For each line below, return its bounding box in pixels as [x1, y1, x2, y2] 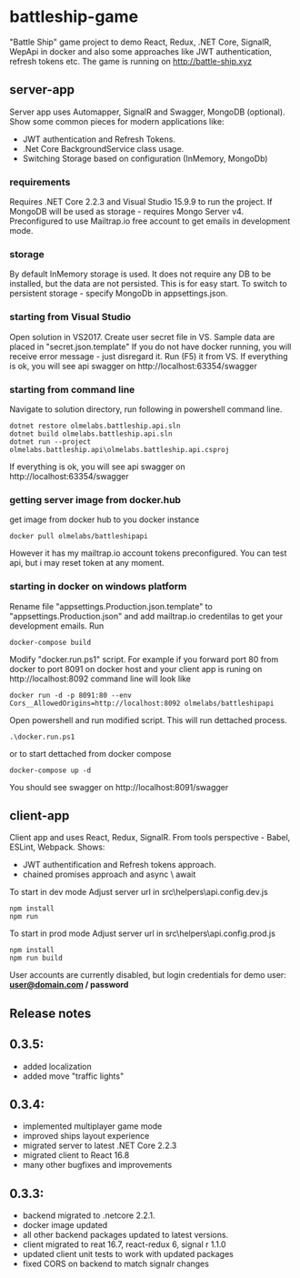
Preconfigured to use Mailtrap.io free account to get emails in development [9, 216, 291, 226]
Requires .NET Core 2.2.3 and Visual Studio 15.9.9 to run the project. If [9, 196, 273, 207]
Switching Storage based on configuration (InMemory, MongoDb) [22, 153, 268, 164]
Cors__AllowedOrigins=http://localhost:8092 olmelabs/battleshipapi [9, 699, 275, 708]
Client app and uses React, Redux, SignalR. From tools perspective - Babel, [9, 832, 291, 843]
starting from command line [9, 383, 135, 396]
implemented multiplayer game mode [22, 1121, 163, 1132]
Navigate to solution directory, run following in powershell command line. [9, 403, 283, 415]
